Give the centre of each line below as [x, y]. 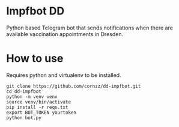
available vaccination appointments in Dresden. [65, 34]
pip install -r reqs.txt [37, 107]
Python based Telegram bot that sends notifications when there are [89, 28]
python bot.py [24, 118]
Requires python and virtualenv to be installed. [64, 75]
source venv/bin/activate [38, 102]
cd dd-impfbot [24, 91]
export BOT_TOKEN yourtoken [41, 113]
